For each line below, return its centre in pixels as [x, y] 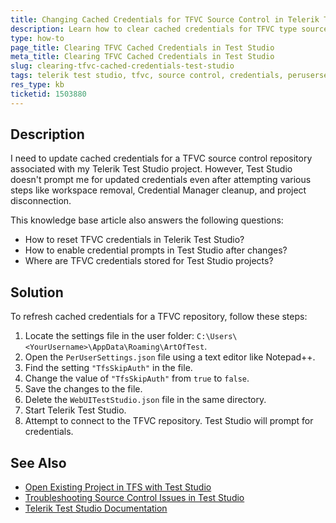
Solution [37, 292]
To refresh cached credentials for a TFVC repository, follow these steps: [159, 317]
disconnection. [41, 201]
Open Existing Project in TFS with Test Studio [118, 487]
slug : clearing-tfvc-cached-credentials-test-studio [122, 66]
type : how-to [37, 38]
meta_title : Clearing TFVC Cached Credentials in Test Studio [142, 57]
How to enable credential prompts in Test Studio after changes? [156, 250]
